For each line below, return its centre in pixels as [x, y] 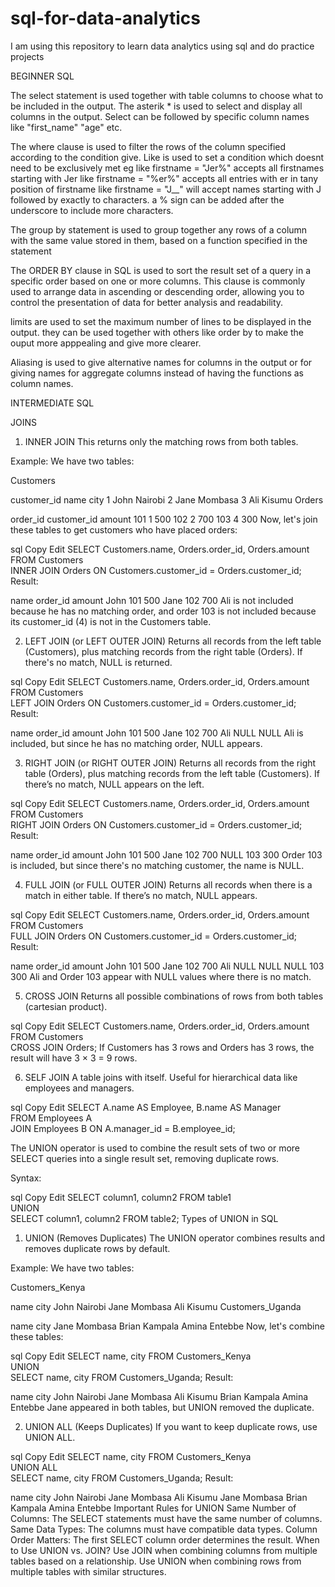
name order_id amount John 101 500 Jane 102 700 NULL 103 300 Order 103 [166, 854]
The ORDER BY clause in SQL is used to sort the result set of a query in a [161, 270]
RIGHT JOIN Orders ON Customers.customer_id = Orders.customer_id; [156, 824]
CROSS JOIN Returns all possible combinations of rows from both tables [174, 996]
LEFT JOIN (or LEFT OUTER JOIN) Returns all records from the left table [173, 641]
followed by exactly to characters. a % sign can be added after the [147, 199]
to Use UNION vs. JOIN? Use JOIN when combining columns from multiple [164, 1550]
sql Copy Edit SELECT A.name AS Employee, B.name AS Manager [146, 1107]
